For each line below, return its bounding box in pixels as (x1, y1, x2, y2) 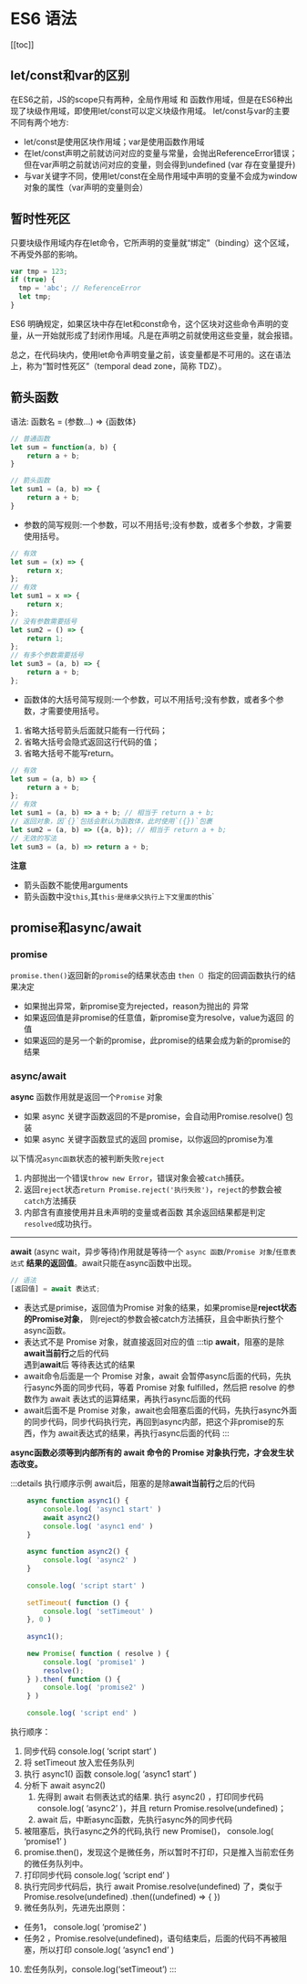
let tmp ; (18, 292, 52, 301)
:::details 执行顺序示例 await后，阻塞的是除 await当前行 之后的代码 (10, 1478, 256, 1489)
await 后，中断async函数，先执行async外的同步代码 (36, 1814, 233, 1825)
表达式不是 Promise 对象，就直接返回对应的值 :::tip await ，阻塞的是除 (23, 1336, 285, 1347)
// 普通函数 (10, 434, 51, 443)
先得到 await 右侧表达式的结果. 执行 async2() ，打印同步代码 (36, 1791, 264, 1802)
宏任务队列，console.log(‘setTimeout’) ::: (23, 1963, 177, 1974)
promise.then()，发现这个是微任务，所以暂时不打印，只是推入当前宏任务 (23, 1846, 295, 1857)
